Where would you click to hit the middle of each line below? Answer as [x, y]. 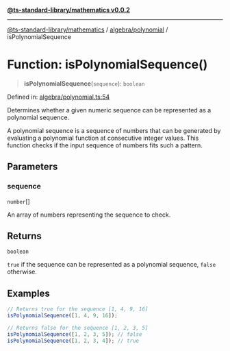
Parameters [33, 167]
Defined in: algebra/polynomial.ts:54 [59, 97]
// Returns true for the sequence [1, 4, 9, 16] [78, 309]
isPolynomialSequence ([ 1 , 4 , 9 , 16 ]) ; [62, 316]
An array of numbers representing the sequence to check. [89, 215]
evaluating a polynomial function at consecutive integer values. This [103, 138]
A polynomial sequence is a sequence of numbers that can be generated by [114, 130]
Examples [28, 293]
